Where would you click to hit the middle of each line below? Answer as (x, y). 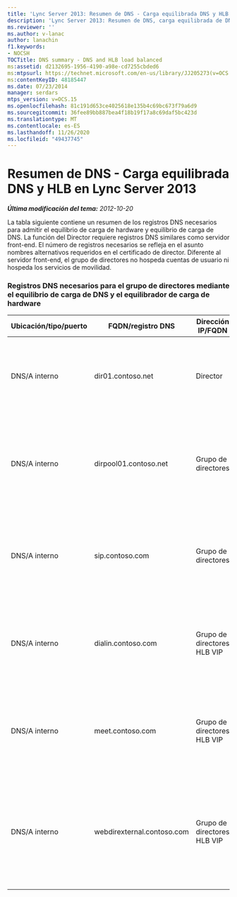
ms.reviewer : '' (31, 27)
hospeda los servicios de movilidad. (59, 268)
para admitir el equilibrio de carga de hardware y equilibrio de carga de (110, 230)
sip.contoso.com (122, 556)
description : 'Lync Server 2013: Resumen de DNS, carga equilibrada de (115, 21)
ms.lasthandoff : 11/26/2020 (49, 132)
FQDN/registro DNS (141, 326)
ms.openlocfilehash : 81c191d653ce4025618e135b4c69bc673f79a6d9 (102, 106)
